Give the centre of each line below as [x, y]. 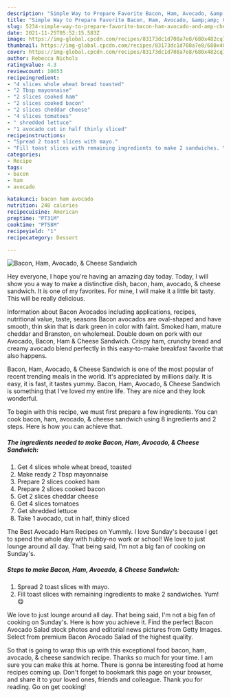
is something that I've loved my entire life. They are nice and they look [106, 391]
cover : [16, 52]
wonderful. [22, 399]
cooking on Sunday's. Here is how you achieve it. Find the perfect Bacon [110, 622]
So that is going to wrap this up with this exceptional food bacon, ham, [107, 650]
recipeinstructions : [37, 135]
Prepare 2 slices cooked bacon [61, 489]
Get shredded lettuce [47, 511]
